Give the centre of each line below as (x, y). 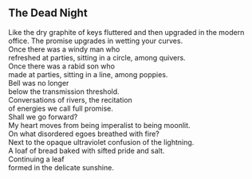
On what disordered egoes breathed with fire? (84, 134)
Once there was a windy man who (64, 49)
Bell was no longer (39, 83)
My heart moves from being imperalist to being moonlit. (99, 125)
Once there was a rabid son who (62, 66)
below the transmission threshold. (64, 91)
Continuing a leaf (37, 159)
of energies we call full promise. (61, 108)
